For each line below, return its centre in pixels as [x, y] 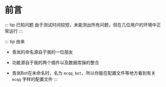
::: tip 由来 [15, 41]
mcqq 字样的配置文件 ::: [35, 79]
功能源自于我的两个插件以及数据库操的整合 [55, 62]
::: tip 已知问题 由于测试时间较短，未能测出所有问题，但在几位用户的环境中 [81, 25]
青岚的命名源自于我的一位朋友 [42, 52]
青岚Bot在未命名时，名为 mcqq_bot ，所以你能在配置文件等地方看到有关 [84, 73]
